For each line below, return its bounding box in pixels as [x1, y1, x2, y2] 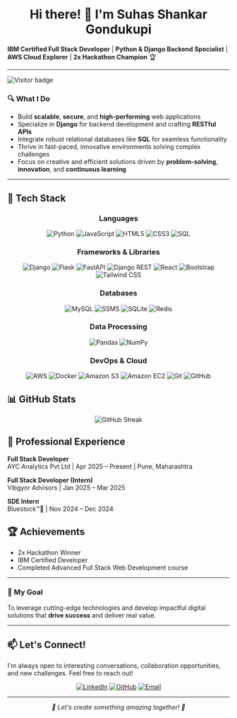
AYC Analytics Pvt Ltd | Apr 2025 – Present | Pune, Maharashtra [7, 462, 193, 471]
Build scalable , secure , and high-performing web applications [17, 112, 201, 121]
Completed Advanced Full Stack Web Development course [17, 563, 188, 572]
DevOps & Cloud [90, 355, 147, 365]
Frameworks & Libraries [77, 247, 160, 257]
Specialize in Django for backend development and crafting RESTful [17, 120, 217, 129]
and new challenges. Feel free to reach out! [7, 669, 133, 677]
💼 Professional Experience [7, 436, 126, 448]
